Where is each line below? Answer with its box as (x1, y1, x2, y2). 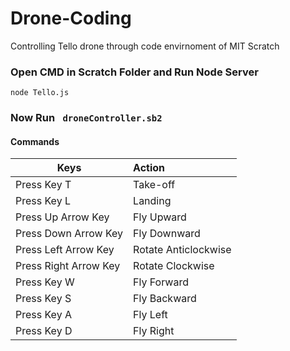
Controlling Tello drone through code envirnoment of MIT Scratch (10, 40, 280, 52)
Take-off (133, 178, 176, 192)
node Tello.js (10, 88, 70, 98)
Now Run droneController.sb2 (10, 111, 163, 125)
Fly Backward (133, 292, 197, 306)
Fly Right (133, 324, 175, 338)
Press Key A (15, 308, 72, 322)
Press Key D (15, 324, 73, 338)
